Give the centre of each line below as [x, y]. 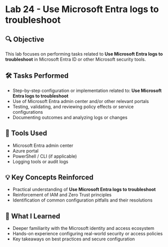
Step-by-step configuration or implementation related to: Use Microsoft [87, 90]
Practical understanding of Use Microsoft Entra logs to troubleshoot [84, 189]
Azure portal [25, 151]
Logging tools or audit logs [40, 161]
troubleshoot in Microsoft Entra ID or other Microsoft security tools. [76, 59]
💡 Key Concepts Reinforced [49, 178]
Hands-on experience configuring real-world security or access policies [88, 234]
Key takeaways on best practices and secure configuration [74, 239]
